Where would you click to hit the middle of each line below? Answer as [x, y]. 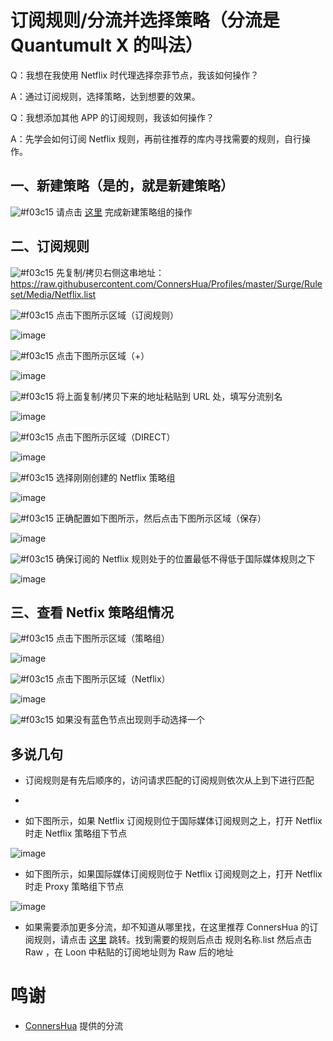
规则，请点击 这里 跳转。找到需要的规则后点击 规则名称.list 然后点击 [173, 940]
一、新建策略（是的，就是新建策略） [122, 186]
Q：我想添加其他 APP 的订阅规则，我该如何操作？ [112, 117]
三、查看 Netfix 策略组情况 [92, 612]
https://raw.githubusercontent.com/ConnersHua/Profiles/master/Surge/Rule [166, 283]
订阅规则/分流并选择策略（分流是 [145, 20]
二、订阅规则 [50, 246]
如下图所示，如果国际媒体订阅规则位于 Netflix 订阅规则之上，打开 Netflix [173, 874]
